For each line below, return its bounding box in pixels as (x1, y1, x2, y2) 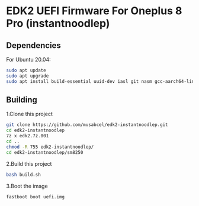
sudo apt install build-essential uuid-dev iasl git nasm (6, 78, 152, 84)
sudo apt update (6, 67, 46, 73)
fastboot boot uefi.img (6, 194, 65, 199)
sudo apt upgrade (6, 73, 49, 79)
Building (6, 95, 37, 105)
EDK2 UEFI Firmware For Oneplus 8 (6, 4, 182, 18)
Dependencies (6, 40, 61, 50)
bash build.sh (6, 172, 41, 178)
